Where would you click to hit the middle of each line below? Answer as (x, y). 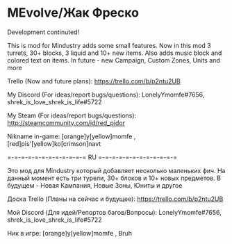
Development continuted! (43, 32)
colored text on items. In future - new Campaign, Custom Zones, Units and (114, 60)
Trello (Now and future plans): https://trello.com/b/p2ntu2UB (94, 81)
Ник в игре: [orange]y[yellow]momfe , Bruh (70, 233)
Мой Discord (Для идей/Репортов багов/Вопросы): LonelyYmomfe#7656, (115, 212)
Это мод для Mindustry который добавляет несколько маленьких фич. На (116, 170)
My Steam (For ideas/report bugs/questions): (72, 115)
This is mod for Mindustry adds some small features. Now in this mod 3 (109, 45)
